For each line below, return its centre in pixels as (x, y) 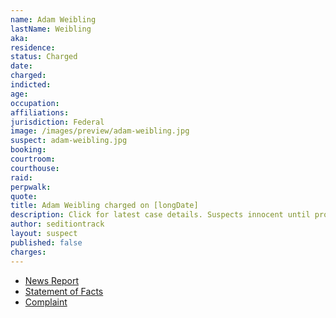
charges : (28, 252)
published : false (46, 242)
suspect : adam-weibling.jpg (69, 141)
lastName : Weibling (51, 29)
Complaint (46, 302)
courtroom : (33, 159)
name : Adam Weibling (53, 19)
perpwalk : (31, 187)
